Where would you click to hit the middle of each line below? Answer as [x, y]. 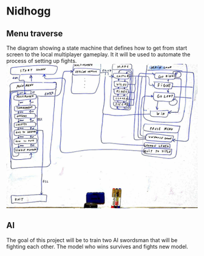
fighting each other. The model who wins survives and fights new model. [97, 246]
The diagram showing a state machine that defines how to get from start [97, 48]
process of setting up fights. [42, 61]
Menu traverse [35, 34]
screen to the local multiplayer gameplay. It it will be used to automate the [98, 54]
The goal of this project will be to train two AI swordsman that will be [92, 240]
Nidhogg [29, 11]
